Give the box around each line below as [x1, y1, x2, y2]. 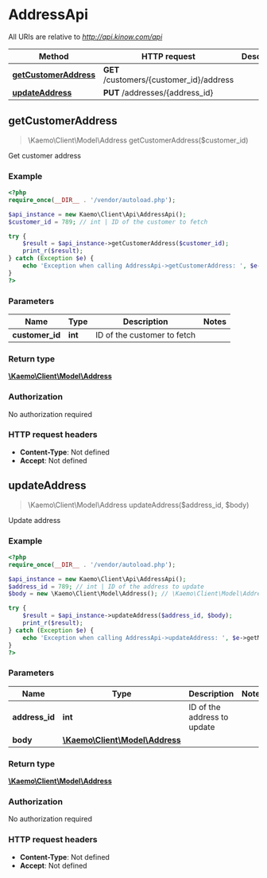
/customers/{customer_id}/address [103, 74, 234, 85]
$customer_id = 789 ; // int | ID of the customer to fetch [8, 217, 208, 226]
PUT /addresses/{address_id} [103, 87, 214, 98]
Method [38, 50, 69, 61]
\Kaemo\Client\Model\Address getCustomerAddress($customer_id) [27, 135, 249, 145]
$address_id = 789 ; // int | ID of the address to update [8, 583, 204, 591]
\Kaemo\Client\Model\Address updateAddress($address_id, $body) [27, 500, 250, 509]
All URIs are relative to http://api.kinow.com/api [8, 32, 163, 41]
